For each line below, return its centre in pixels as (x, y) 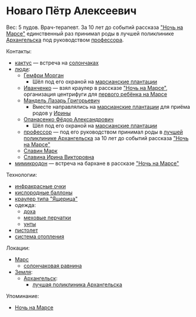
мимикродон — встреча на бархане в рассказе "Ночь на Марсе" (97, 163)
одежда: (25, 205)
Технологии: (22, 174)
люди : (22, 69)
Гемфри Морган (43, 75)
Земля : (24, 272)
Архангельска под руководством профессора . (65, 40)
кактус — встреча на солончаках (57, 63)
